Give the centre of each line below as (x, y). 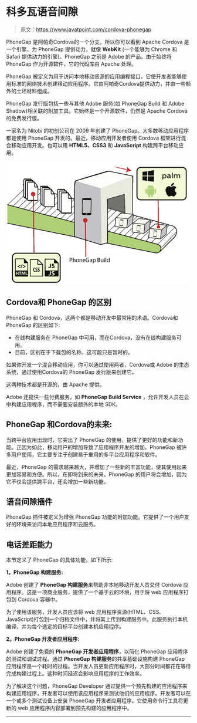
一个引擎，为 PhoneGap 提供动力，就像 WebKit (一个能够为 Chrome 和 (92, 49)
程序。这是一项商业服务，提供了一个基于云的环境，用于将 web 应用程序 (97, 592)
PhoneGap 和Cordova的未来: (59, 425)
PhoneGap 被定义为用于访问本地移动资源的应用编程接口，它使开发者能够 (94, 76)
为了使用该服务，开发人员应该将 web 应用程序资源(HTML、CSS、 (85, 612)
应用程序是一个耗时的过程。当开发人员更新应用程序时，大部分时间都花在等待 (98, 666)
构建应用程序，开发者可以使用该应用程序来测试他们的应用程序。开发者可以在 (98, 694)
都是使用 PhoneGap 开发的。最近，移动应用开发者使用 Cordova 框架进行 (94, 138)
